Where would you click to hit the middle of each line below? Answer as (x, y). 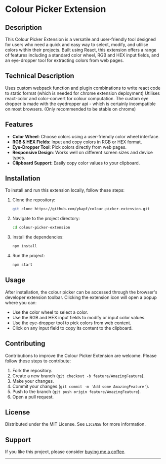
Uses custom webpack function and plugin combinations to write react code (83, 88)
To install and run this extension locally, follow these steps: (65, 190)
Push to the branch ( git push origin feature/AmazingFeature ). (76, 391)
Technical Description (40, 76)
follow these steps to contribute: (38, 361)
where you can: (21, 302)
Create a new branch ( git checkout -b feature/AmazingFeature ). (78, 376)
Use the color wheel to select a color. (50, 312)
